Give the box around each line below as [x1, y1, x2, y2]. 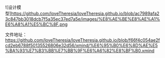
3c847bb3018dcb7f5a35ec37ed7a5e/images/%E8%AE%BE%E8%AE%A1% [5, 16, 160, 22]
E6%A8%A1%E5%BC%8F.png [5, 21, 68, 27]
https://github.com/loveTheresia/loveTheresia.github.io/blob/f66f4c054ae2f [5, 37, 160, 43]
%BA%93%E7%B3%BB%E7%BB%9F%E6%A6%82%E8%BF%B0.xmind [5, 48, 155, 54]
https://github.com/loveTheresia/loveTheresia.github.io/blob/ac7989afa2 [11, 10, 160, 16]
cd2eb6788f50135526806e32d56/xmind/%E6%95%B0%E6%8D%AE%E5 [5, 43, 158, 48]
